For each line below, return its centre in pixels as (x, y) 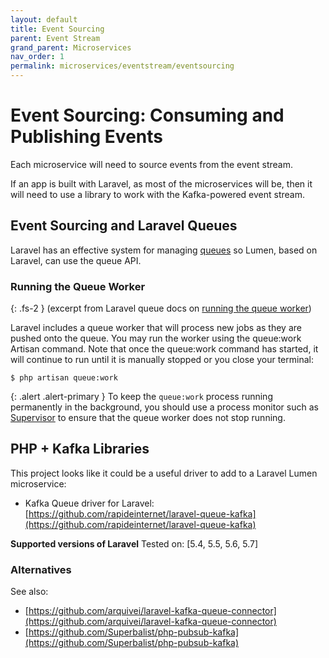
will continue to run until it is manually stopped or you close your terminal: (162, 360)
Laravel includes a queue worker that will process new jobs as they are (156, 328)
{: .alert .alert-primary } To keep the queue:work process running (141, 397)
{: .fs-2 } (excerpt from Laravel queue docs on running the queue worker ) (161, 308)
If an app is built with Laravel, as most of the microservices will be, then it (161, 183)
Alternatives (41, 569)
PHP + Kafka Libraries (80, 449)
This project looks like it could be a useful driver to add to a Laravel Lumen (164, 473)
